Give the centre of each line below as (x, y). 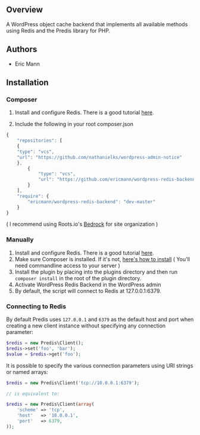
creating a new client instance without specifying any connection (86, 326)
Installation (27, 83)
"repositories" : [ (40, 141)
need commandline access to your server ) (67, 265)
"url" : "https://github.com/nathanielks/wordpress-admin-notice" (100, 157)
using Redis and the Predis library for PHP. (58, 30)
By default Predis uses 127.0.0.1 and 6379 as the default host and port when (100, 320)
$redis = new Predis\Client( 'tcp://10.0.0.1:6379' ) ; (73, 383)
